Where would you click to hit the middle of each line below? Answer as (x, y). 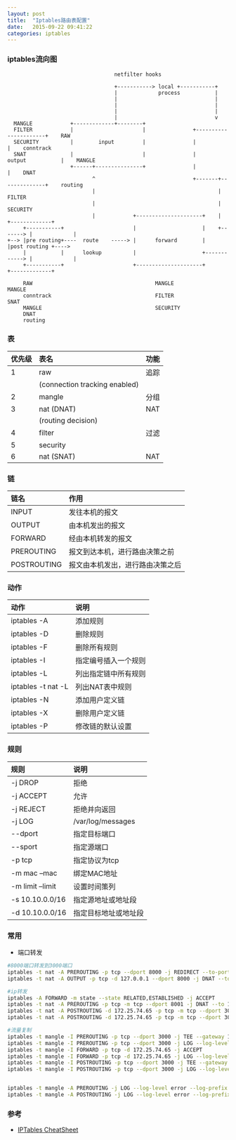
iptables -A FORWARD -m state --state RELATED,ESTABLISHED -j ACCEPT (111, 998)
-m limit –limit (33, 886)
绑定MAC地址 (96, 873)
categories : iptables (39, 33)
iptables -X (29, 713)
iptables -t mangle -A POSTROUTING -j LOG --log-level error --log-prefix (119, 1095)
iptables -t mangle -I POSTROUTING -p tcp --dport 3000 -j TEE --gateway (118, 1063)
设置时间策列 (94, 886)
